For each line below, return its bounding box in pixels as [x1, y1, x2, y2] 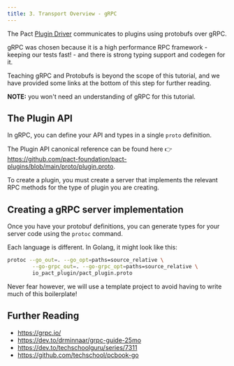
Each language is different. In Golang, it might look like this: [7, 243, 178, 251]
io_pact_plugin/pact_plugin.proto [32, 270, 133, 277]
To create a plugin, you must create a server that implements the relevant [7, 176, 218, 184]
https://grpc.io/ [17, 328, 61, 337]
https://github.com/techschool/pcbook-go [17, 351, 139, 359]
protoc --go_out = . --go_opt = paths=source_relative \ [7, 256, 164, 264]
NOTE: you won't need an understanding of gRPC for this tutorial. [7, 92, 196, 101]
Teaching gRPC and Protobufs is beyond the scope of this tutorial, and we [7, 71, 220, 80]
